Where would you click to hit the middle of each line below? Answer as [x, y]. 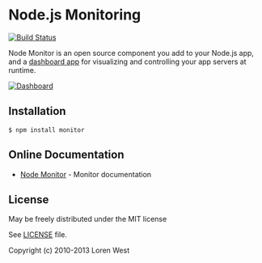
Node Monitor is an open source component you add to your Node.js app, [131, 53]
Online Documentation [66, 155]
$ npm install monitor [46, 130]
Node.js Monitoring [75, 15]
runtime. [22, 70]
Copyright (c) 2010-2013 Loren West [69, 250]
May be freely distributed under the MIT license [88, 219]
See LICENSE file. [38, 235]
